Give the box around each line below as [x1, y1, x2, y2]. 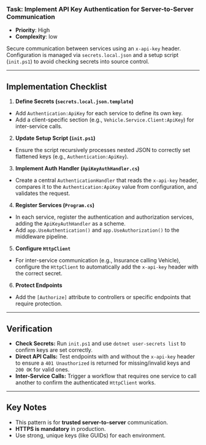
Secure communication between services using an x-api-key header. [6, 45, 181, 52]
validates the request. [15, 189, 71, 197]
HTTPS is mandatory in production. [15, 425, 106, 432]
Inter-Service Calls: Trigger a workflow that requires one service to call [15, 372, 197, 379]
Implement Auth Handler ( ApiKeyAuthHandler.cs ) [15, 165, 140, 172]
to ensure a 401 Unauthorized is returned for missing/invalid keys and [15, 359, 190, 367]
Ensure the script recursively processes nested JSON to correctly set [15, 146, 191, 154]
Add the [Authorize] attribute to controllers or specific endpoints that [15, 294, 191, 301]
